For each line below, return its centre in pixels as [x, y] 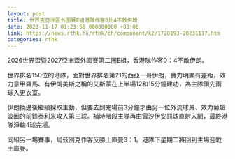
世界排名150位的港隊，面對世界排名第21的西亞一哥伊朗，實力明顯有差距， [114, 75]
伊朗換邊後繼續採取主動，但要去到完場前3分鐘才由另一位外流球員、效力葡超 [116, 107]
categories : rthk [33, 40]
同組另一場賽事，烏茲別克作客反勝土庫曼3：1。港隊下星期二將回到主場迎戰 [115, 139]
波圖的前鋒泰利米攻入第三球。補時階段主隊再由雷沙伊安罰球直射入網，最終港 [117, 116]
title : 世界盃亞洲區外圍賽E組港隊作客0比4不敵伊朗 [72, 20]
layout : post [26, 14]
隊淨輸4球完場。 [31, 125]
